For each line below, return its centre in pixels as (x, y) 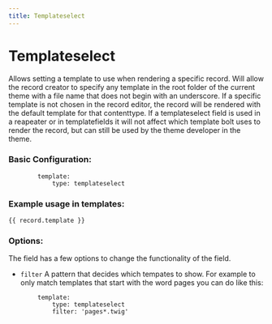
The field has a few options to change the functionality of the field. (120, 258)
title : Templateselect (47, 16)
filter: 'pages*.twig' (90, 312)
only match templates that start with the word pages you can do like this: (142, 283)
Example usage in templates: (67, 203)
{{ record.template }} (47, 221)
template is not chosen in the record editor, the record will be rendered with (135, 104)
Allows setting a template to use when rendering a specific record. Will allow (136, 79)
